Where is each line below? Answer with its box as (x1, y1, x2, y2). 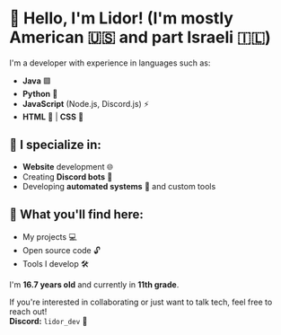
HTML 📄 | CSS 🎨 (22, 111, 84, 122)
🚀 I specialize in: (9, 137, 101, 153)
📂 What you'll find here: (9, 207, 144, 223)
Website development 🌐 (22, 161, 114, 172)
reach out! (9, 305, 48, 317)
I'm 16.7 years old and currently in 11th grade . (9, 278, 180, 290)
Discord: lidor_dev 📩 (9, 315, 88, 326)
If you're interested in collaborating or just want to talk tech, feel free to (9, 296, 273, 307)
